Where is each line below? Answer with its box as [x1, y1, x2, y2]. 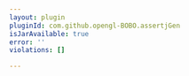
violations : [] [9, 46, 66, 55]
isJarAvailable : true [9, 29, 90, 38]
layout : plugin [9, 12, 66, 22]
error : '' [9, 37, 46, 47]
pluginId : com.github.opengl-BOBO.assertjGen [9, 21, 180, 30]
